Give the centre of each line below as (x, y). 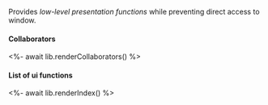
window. (22, 20)
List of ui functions (40, 75)
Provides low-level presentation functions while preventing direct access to (134, 12)
